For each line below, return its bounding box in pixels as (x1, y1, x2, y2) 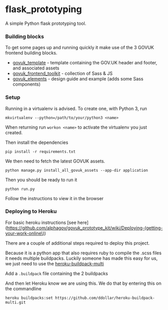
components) (12, 81, 41, 87)
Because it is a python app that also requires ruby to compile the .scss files (5, 250, 162, 256)
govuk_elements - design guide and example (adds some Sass (12, 76, 144, 82)
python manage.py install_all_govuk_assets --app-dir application (5, 168, 148, 173)
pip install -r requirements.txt (5, 149, 76, 154)
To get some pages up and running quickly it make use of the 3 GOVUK (5, 45, 154, 51)
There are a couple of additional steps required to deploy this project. (5, 240, 150, 246)
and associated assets (12, 65, 60, 71)
